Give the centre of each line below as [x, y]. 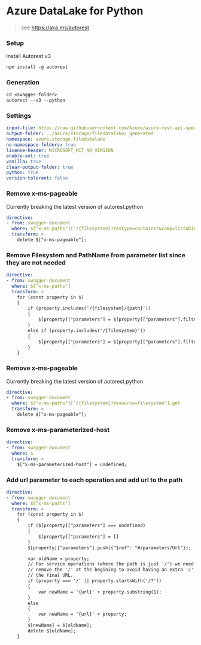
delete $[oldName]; [52, 631]
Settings [19, 116]
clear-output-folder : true [40, 167]
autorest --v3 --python [36, 101]
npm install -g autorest [37, 67]
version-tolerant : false [37, 178]
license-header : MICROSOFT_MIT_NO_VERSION [60, 150]
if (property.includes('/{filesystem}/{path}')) [89, 308]
